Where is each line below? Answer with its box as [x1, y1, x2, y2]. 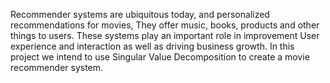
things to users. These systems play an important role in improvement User [10, 30, 320, 41]
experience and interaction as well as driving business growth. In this [10, 40, 295, 52]
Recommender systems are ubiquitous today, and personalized [10, 9, 270, 20]
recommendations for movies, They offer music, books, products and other [10, 19, 320, 31]
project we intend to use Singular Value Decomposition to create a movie [10, 51, 310, 63]
